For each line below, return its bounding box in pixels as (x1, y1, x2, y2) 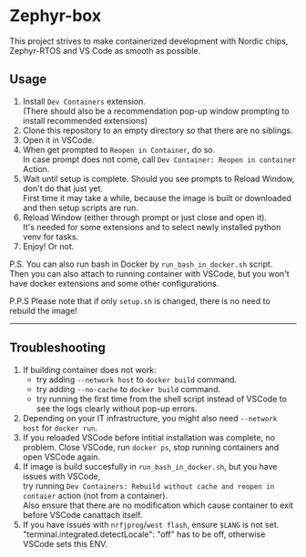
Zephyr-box (9, 5, 102, 26)
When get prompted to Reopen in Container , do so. (22, 144, 216, 155)
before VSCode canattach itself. (22, 509, 143, 520)
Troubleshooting (9, 340, 107, 356)
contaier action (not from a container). (22, 490, 168, 501)
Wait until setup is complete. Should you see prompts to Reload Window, (22, 173, 295, 184)
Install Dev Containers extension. (22, 96, 146, 106)
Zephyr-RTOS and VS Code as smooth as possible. (9, 45, 201, 56)
